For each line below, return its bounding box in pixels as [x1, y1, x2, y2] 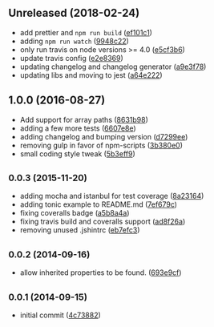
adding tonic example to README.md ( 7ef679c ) [19, 200, 178, 209]
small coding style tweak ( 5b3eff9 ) [19, 148, 136, 159]
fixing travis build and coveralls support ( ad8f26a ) [19, 216, 186, 227]
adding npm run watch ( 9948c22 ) [19, 36, 130, 46]
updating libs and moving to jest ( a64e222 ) [19, 70, 163, 79]
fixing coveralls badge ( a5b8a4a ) [19, 208, 130, 218]
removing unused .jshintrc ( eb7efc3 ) [19, 225, 140, 235]
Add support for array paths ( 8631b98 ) [19, 115, 148, 124]
